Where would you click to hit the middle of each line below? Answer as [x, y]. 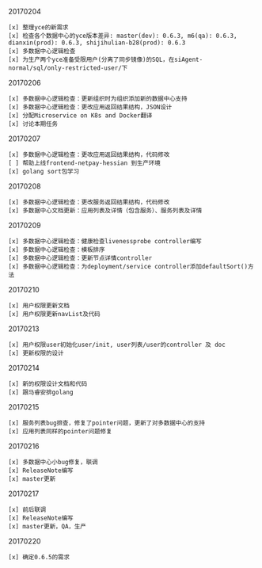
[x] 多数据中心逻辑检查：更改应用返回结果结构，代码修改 [89, 154]
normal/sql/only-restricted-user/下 [68, 68]
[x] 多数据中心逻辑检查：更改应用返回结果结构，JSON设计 [90, 107]
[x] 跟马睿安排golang [41, 392]
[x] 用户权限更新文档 [39, 306]
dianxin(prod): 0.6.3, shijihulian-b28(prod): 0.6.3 [97, 43]
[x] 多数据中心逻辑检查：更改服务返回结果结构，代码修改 [89, 202]
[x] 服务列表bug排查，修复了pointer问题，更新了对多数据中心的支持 [107, 423]
